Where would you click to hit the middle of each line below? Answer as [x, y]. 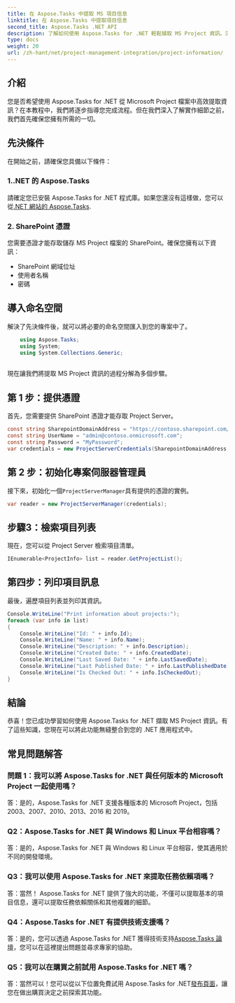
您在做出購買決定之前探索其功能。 [56, 992]
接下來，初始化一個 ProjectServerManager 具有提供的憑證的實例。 [100, 491]
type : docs [23, 40]
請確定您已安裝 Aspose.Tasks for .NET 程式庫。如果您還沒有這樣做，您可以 [115, 198]
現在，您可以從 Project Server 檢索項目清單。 [72, 546]
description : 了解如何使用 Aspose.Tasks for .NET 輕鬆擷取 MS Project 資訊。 [116, 33]
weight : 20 [23, 46]
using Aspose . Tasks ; [50, 340]
